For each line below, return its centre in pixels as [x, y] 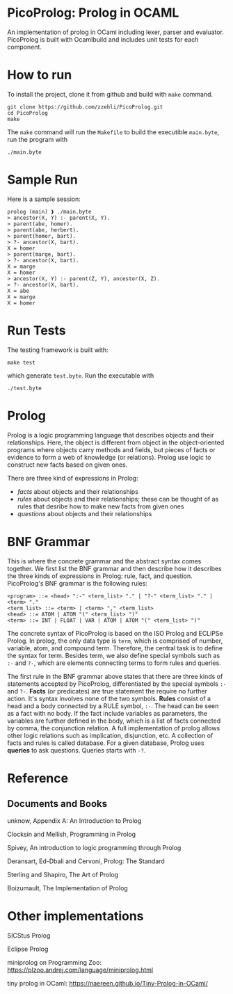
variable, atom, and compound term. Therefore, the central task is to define [115, 648]
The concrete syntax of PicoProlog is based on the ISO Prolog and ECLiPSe [115, 633]
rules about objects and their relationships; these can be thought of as [118, 499]
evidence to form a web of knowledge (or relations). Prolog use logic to [109, 457]
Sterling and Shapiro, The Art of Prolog [63, 874]
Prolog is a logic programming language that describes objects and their [111, 435]
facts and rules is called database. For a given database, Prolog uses [106, 743]
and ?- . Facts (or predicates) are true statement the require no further [107, 691]
